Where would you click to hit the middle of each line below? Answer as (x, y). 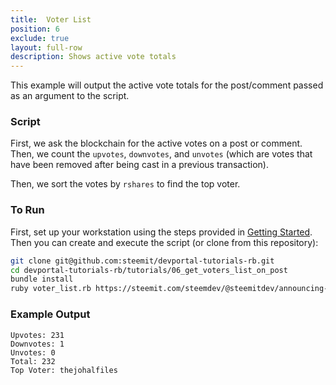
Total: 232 (33, 361)
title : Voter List (51, 19)
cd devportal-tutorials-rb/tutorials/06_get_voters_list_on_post (149, 270)
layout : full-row (46, 47)
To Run (27, 210)
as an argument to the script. (70, 96)
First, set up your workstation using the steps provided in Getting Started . (161, 232)
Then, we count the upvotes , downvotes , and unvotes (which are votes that (161, 154)
